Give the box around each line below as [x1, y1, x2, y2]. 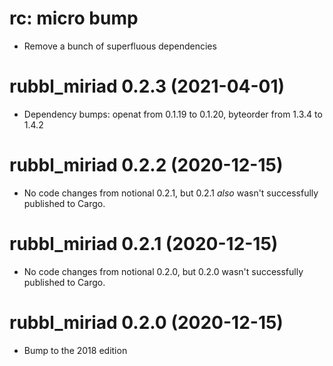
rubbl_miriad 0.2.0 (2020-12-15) [9, 311, 284, 334]
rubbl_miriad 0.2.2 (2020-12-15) [9, 154, 284, 177]
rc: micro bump [9, 7, 139, 30]
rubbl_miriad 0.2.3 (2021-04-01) [9, 75, 286, 98]
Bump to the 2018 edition [23, 344, 128, 356]
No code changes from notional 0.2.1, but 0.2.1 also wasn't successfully [23, 187, 319, 199]
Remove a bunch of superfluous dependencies [23, 40, 217, 52]
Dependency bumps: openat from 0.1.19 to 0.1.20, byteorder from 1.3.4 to [23, 108, 323, 120]
